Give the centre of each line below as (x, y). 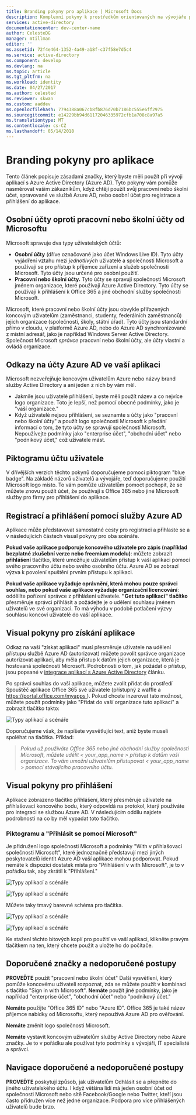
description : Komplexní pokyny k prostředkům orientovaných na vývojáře (96, 17)
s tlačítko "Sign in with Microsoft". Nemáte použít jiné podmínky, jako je (92, 990)
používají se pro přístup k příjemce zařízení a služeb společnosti (92, 266)
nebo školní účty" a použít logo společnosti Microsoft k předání (90, 421)
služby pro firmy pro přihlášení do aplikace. (58, 498)
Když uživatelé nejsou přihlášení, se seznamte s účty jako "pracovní (96, 415)
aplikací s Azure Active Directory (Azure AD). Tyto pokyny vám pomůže (92, 183)
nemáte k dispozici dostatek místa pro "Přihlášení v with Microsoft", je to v (95, 864)
